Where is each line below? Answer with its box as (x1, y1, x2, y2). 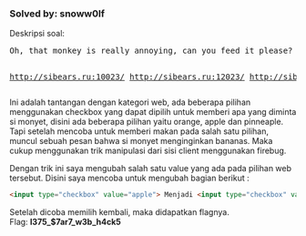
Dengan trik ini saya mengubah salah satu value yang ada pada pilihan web (9, 163, 292, 174)
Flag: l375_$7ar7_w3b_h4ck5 (9, 217, 121, 228)
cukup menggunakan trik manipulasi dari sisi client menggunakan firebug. (9, 145, 287, 157)
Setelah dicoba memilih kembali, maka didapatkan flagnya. (9, 207, 229, 218)
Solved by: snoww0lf (9, 7, 105, 20)
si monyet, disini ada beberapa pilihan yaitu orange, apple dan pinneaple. (9, 117, 284, 128)
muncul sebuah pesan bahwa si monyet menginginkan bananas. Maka (9, 136, 273, 147)
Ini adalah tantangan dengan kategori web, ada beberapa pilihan (9, 97, 251, 108)
